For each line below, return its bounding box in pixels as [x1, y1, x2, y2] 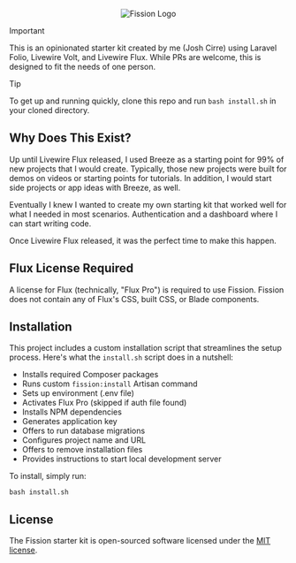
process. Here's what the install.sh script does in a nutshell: [9, 352, 234, 362]
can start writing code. [9, 217, 92, 229]
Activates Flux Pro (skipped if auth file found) [21, 398, 187, 408]
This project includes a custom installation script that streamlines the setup [9, 343, 283, 354]
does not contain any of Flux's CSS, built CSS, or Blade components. [9, 293, 260, 304]
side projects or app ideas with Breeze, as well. [9, 182, 181, 193]
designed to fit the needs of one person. [9, 62, 156, 72]
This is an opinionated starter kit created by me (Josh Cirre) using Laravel [9, 42, 277, 53]
